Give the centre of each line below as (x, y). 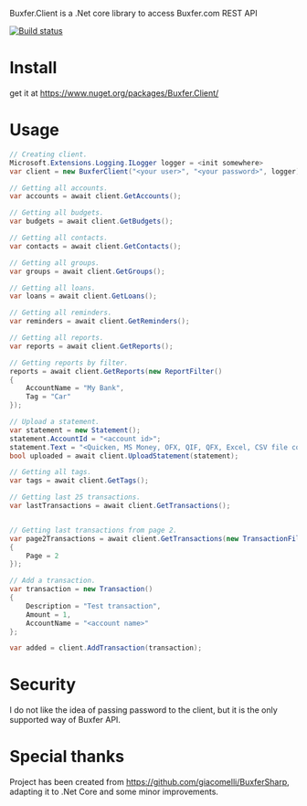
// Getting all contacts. (58, 238)
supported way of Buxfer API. (65, 720)
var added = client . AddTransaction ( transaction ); (106, 648)
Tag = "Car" (48, 397)
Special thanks (67, 757)
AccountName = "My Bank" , (75, 388)
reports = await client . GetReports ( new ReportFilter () (116, 371)
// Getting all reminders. (61, 313)
